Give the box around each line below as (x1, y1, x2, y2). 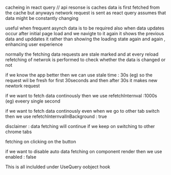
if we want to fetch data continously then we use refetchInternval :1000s (5, 93, 157, 98)
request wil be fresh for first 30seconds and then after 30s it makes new (5, 78, 158, 83)
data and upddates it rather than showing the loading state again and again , (5, 36, 166, 42)
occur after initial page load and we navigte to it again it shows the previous (5, 31, 164, 36)
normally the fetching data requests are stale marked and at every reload (5, 51, 159, 57)
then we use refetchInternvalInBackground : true (5, 113, 107, 119)
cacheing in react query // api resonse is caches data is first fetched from (5, 5, 160, 10)
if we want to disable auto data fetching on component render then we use (5, 148, 162, 155)
